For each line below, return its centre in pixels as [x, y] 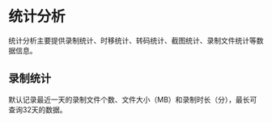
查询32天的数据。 [38, 109]
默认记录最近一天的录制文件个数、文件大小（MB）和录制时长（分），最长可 [133, 99]
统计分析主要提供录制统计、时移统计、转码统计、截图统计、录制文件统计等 [132, 40]
